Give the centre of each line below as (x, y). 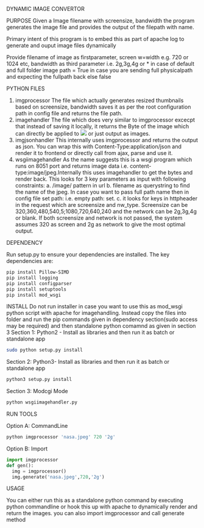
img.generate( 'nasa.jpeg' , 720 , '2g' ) (58, 477)
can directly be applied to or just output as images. (83, 133)
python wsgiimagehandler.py (42, 402)
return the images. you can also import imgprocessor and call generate (95, 513)
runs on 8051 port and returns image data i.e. (72, 166)
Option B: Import (27, 449)
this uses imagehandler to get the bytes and (138, 172)
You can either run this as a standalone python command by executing (95, 501)
